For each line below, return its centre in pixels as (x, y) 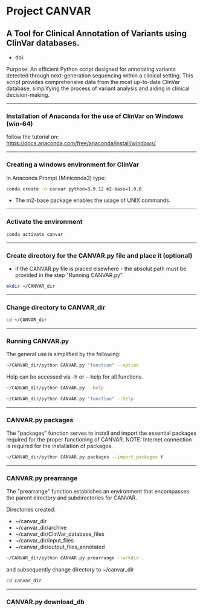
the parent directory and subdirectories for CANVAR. (72, 498)
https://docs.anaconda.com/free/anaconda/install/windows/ (81, 143)
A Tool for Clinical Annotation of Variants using (97, 34)
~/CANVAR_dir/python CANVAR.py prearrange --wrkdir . (76, 558)
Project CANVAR (49, 11)
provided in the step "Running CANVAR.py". (69, 275)
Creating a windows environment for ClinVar (73, 164)
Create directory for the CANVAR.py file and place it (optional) (99, 255)
